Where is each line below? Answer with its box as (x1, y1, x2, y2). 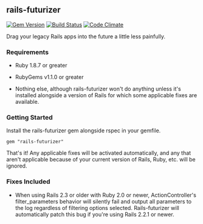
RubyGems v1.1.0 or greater (15, 73, 84, 81)
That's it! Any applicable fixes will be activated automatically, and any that (6, 149, 191, 157)
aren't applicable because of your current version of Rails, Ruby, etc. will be (6, 156, 196, 163)
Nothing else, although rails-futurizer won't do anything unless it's (15, 85, 181, 93)
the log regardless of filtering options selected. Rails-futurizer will (15, 204, 179, 211)
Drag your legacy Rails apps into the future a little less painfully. (6, 33, 166, 40)
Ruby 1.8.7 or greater (15, 62, 67, 69)
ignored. (6, 162, 27, 169)
